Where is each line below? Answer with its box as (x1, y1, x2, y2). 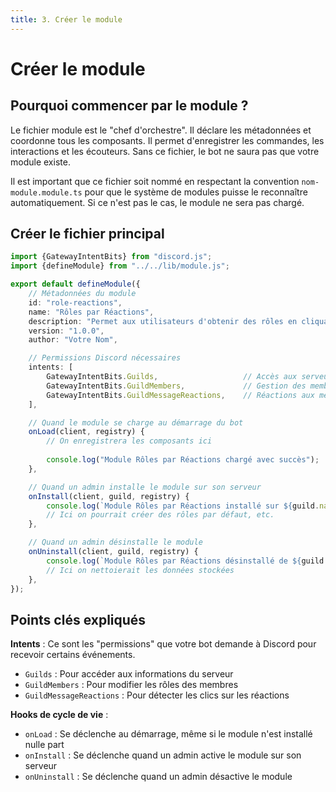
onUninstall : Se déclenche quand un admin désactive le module (24, 771, 293, 783)
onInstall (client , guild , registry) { (28, 491, 190, 501)
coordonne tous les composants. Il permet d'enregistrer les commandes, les (10, 134, 325, 146)
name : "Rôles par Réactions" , (28, 307, 155, 317)
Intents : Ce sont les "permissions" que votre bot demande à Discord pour (10, 638, 317, 650)
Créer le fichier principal (10, 226, 165, 243)
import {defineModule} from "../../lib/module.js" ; (10, 261, 230, 271)
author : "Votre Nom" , (28, 335, 118, 345)
